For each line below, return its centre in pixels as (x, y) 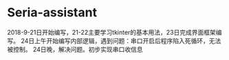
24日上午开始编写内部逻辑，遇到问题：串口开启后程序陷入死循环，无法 (121, 41)
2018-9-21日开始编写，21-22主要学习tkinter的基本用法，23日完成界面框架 (112, 32)
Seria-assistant (52, 13)
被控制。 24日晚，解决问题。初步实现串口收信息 (75, 49)
